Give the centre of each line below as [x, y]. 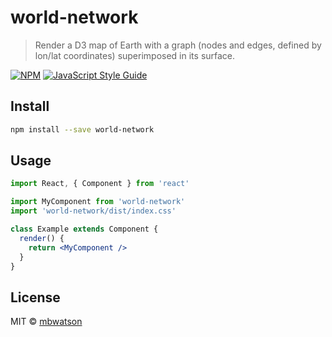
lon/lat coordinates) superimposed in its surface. [135, 55]
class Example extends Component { [84, 229]
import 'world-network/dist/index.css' [93, 211]
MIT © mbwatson [46, 322]
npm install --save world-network [82, 129]
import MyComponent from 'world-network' [98, 202]
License [35, 297]
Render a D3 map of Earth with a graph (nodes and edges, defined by [178, 45]
